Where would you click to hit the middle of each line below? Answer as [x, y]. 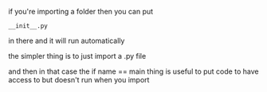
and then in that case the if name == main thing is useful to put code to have [133, 71]
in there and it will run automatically [67, 40]
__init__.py [28, 26]
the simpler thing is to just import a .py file [77, 56]
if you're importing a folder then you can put [81, 11]
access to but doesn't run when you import [79, 80]
